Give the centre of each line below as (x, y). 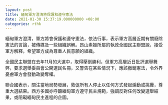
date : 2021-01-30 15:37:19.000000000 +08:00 (52, 19)
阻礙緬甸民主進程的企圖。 (44, 97)
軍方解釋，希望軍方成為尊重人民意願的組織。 (51, 51)
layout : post (19, 10)
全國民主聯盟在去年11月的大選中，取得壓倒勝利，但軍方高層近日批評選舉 (79, 62)
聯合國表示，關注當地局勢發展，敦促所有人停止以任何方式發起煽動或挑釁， (82, 85)
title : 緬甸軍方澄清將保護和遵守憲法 (39, 14)
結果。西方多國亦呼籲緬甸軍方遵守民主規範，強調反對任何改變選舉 (86, 91)
